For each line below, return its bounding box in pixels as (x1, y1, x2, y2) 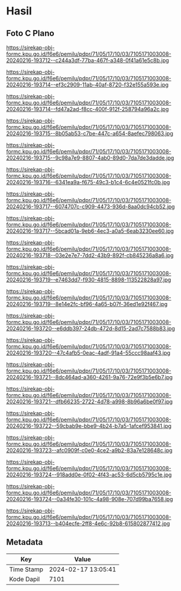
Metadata (6, 537, 43, 547)
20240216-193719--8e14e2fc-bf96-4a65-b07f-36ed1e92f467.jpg (6, 301, 168, 307)
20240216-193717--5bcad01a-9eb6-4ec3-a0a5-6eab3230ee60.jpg (6, 227, 174, 235)
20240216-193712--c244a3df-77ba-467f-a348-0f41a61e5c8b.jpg (6, 57, 170, 64)
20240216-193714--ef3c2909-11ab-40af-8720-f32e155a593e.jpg (6, 81, 169, 88)
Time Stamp (9, 565, 44, 574)
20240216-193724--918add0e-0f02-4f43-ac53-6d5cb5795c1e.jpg (6, 471, 172, 478)
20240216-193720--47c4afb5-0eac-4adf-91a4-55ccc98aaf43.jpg (6, 349, 171, 356)
